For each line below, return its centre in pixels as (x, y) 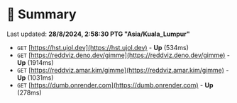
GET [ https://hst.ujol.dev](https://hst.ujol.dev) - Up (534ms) (103, 47)
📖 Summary (42, 14)
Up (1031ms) (35, 78)
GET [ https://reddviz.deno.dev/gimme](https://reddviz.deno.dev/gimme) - (123, 55)
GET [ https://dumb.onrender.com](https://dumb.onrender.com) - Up (115, 85)
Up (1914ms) (35, 62)
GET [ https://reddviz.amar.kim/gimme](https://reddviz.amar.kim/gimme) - (123, 70)
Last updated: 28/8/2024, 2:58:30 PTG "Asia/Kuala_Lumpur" (99, 34)
